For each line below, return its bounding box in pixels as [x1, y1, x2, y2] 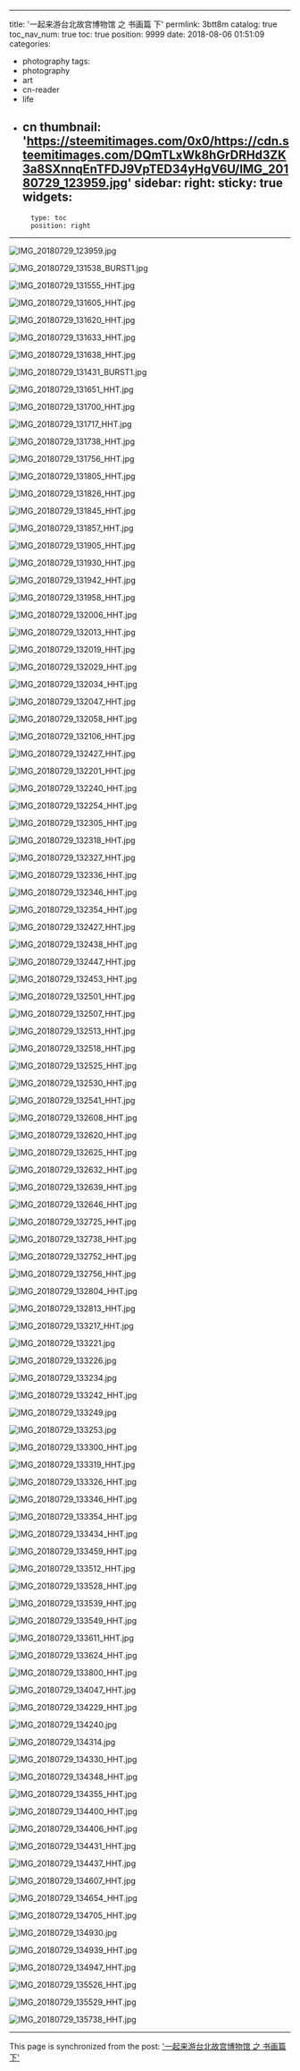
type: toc [30, 213, 67, 222]
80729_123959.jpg [21, 175, 128, 191]
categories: [9, 38, 51, 49]
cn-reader [21, 84, 60, 95]
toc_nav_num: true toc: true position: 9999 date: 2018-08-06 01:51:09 [9, 29, 265, 39]
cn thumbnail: [21, 120, 102, 135]
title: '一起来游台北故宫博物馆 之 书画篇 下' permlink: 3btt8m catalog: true [9, 19, 278, 30]
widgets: [21, 190, 73, 205]
